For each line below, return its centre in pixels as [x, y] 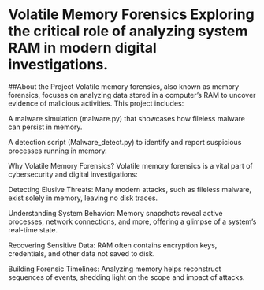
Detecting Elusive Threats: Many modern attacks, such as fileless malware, [130, 189]
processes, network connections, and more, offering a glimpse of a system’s [132, 221]
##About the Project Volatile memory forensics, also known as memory [124, 86]
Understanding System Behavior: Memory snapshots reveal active [115, 213]
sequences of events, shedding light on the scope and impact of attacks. [126, 277]
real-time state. [33, 229]
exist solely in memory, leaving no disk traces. [83, 198]
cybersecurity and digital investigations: [73, 174]
